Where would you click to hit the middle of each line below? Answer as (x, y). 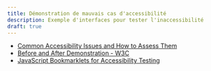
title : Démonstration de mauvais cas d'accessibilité (87, 13)
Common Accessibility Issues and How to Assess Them (97, 46)
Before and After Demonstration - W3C (73, 53)
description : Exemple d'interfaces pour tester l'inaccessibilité (105, 20)
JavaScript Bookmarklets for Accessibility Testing (88, 61)
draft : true (24, 26)
